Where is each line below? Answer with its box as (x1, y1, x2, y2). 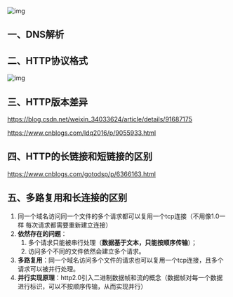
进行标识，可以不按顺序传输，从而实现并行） (17, 282, 147, 291)
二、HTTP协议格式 (7, 55, 88, 67)
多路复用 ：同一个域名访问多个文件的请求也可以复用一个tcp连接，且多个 (17, 256, 224, 264)
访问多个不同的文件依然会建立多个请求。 (27, 246, 145, 256)
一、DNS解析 (7, 29, 65, 41)
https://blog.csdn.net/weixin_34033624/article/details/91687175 (7, 115, 193, 124)
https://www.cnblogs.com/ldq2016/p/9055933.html (7, 128, 157, 137)
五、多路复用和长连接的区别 (7, 192, 128, 204)
